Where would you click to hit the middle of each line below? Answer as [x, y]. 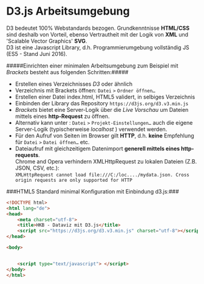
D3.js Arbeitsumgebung [68, 11]
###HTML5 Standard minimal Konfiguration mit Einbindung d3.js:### [93, 191]
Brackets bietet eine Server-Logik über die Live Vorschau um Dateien [102, 109]
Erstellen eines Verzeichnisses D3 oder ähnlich [74, 84]
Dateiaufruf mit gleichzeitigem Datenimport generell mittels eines [97, 148]
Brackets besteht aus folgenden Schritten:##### [67, 72]
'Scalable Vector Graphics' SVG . [47, 41]
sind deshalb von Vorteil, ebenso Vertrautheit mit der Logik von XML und [97, 34]
